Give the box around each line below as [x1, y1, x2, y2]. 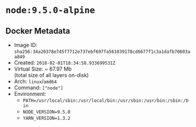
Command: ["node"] [13, 84, 63, 91]
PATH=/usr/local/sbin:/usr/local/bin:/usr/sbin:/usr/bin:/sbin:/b [22, 98, 189, 103]
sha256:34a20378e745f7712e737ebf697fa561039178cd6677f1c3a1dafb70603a [13, 49, 191, 55]
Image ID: [13, 42, 38, 48]
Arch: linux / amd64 [13, 78, 57, 85]
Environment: [13, 91, 46, 97]
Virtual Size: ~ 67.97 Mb [13, 65, 72, 72]
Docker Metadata [5, 26, 70, 36]
